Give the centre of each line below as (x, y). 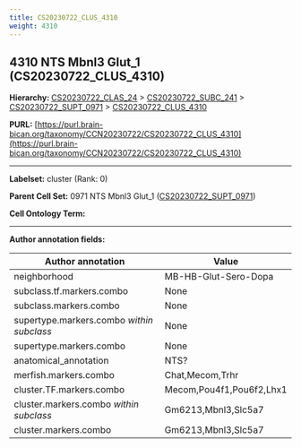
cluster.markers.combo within (76, 404)
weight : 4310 (34, 26)
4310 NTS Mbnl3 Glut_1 (75, 62)
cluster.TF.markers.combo (69, 390)
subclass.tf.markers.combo (71, 291)
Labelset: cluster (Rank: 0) (59, 179)
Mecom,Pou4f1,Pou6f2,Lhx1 (226, 390)
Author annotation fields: (57, 239)
